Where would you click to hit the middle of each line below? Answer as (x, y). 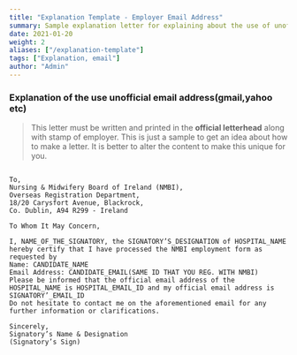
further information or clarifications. (85, 311)
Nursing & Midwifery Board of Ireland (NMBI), (96, 188)
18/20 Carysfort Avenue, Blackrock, (76, 203)
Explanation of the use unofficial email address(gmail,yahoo (141, 97)
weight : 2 (27, 42)
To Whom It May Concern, (55, 226)
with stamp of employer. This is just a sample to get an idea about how (159, 137)
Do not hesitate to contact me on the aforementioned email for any (138, 304)
